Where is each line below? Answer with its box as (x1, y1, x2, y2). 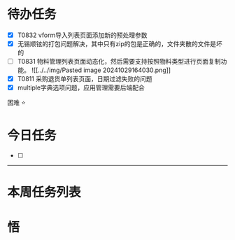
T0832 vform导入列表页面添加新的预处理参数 (17, 31, 148, 39)
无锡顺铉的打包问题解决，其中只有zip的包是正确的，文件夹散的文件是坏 (17, 40, 222, 48)
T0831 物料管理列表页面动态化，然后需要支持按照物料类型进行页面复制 (17, 57, 222, 66)
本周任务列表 (7, 185, 82, 200)
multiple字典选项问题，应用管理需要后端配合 (17, 83, 145, 92)
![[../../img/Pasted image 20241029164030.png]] (31, 66, 171, 74)
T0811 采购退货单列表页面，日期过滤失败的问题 (17, 75, 152, 83)
